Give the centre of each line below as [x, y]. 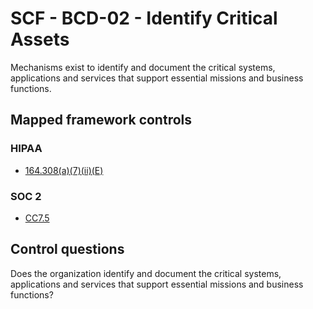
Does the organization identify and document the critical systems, [146, 273]
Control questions [67, 249]
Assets [40, 39]
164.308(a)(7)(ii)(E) [64, 170]
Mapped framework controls [101, 120]
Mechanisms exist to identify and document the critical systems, [143, 67]
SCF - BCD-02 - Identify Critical [144, 18]
